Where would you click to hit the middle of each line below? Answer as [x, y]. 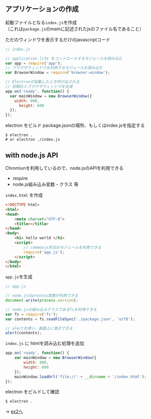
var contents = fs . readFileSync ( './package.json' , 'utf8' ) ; [70, 319]
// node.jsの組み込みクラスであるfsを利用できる [51, 309]
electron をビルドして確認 [32, 392]
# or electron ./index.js [33, 140]
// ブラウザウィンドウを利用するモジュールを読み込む [54, 68]
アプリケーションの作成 [42, 9]
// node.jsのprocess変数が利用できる [42, 296]
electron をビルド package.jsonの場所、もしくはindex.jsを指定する [75, 125]
